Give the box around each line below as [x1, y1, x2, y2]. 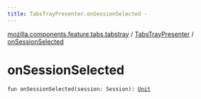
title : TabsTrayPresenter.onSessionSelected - [7, 10, 148, 18]
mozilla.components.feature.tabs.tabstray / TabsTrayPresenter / [7, 30, 194, 38]
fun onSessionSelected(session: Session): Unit [7, 86, 151, 93]
